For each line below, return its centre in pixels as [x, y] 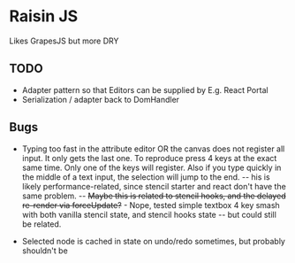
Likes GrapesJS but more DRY [64, 41]
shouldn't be [45, 251]
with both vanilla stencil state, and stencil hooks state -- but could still [149, 214]
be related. [42, 224]
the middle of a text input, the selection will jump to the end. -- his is [146, 177]
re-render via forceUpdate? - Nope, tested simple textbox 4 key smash [151, 205]
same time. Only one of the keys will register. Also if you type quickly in [151, 167]
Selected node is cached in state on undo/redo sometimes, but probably [153, 241]
